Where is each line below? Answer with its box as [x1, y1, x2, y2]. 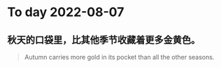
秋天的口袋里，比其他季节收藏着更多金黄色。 [7, 34, 201, 46]
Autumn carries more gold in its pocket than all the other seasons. [24, 53, 215, 61]
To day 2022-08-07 [7, 4, 124, 20]
